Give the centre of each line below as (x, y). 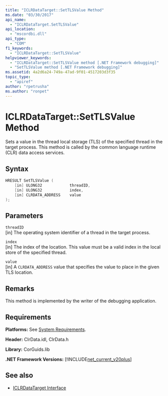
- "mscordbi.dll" (28, 34)
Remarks (20, 288)
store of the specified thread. (36, 253)
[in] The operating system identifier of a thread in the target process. (78, 233)
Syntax (17, 169)
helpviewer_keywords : (28, 58)
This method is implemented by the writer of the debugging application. (81, 301)
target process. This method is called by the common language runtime (81, 147)
